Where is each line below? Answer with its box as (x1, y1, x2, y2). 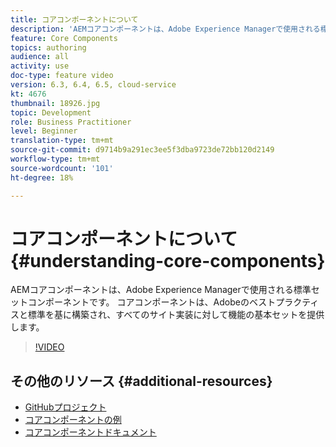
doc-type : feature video (10, 71, 114, 81)
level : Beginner (10, 126, 78, 136)
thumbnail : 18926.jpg (10, 98, 101, 108)
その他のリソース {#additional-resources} (10, 372, 273, 390)
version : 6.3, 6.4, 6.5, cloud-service (10, 80, 177, 90)
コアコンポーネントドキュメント (24, 426, 157, 438)
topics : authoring (10, 42, 87, 53)
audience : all (10, 52, 70, 62)
